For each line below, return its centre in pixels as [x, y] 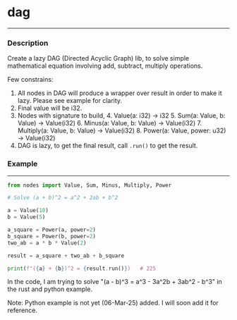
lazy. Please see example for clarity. [69, 101]
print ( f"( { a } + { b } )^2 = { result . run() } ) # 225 [82, 269]
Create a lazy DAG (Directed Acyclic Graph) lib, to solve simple [98, 59]
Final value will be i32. [50, 108]
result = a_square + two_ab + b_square [66, 256]
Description [28, 43]
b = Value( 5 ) [26, 217]
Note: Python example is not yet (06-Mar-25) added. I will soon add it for [113, 303]
